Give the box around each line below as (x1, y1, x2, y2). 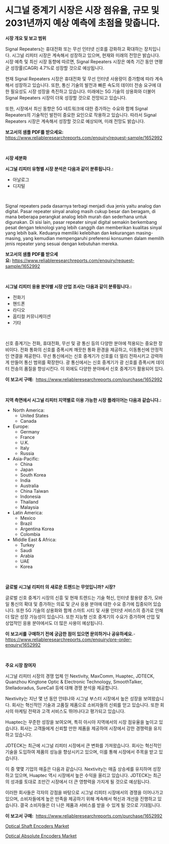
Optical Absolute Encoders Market (5, 833, 77, 839)
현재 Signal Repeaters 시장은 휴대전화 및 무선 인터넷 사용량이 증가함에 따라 (5, 76, 154, 82)
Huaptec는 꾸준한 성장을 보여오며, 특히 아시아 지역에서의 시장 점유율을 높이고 (5, 719, 158, 725)
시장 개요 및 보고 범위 (5, 35, 47, 41)
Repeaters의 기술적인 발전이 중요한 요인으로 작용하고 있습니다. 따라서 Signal (5, 112, 157, 118)
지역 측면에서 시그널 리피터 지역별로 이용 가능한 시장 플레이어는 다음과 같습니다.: (5, 397, 162, 403)
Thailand (20, 498, 39, 505)
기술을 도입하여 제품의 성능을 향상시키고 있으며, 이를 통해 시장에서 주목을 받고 (5, 749, 158, 755)
